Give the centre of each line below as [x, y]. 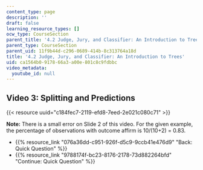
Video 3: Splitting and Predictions [71, 98]
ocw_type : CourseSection [37, 34]
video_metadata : [27, 68]
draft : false [23, 23]
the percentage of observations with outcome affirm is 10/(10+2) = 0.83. [96, 131]
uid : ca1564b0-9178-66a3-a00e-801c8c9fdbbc [62, 62]
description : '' [27, 17]
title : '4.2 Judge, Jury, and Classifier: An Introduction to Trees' [96, 57]
